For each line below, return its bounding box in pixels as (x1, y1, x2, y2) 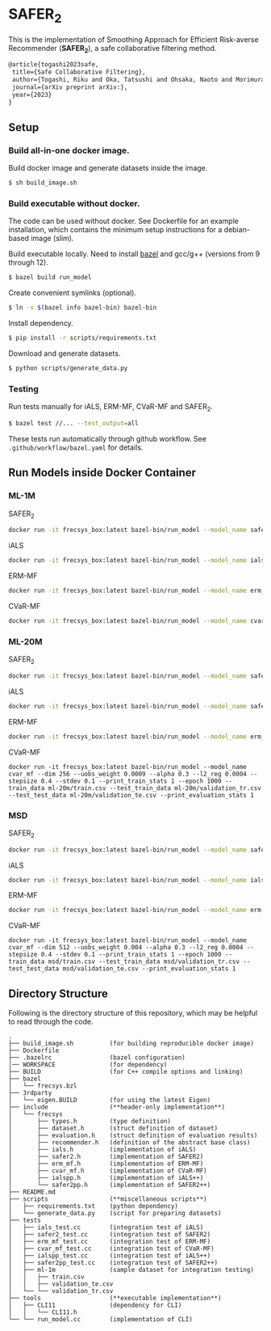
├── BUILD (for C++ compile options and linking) (8, 1068, 244, 1076)
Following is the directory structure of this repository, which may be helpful (8, 1008, 258, 1018)
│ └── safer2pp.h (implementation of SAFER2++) (8, 1181, 211, 1189)
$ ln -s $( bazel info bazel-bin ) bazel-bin (8, 304, 157, 312)
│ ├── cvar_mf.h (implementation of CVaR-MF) (8, 1167, 207, 1175)
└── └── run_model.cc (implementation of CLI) (8, 1316, 194, 1324)
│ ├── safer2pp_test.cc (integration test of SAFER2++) (8, 1259, 219, 1267)
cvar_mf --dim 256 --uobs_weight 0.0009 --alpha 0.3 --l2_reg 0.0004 (8, 770, 248, 778)
